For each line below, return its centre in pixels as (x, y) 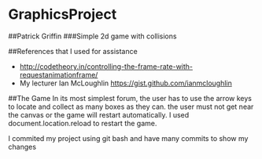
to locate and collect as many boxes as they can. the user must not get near (131, 107)
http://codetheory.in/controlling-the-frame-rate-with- (106, 66)
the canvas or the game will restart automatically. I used (99, 114)
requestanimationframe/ (59, 74)
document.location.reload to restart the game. (83, 123)
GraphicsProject (63, 14)
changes (22, 146)
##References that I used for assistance (73, 51)
